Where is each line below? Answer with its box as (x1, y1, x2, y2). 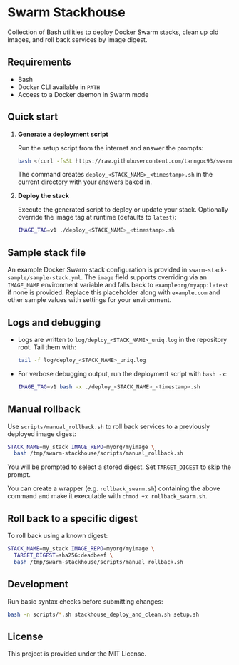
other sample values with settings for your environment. (7, 296, 172, 304)
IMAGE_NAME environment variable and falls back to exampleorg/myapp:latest (7, 281, 229, 289)
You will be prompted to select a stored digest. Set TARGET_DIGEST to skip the (7, 463, 232, 471)
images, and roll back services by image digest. (7, 35, 148, 43)
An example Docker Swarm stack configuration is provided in (7, 265, 188, 274)
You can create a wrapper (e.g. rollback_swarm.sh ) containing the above (7, 484, 220, 493)
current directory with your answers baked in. (17, 177, 152, 186)
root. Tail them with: (17, 343, 76, 351)
